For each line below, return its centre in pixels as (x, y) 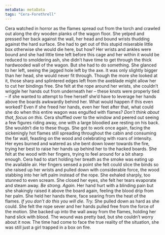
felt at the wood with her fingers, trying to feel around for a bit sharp (74, 154)
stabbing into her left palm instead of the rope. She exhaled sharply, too (78, 175)
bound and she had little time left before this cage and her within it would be (82, 54)
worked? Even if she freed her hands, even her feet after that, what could (79, 107)
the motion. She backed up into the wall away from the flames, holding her (81, 211)
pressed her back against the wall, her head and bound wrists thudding (78, 39)
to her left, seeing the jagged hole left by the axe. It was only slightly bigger (82, 70)
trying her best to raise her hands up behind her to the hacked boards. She (81, 149)
